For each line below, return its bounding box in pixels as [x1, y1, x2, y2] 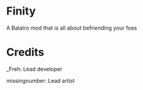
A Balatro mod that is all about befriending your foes [6, 24, 138, 31]
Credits [6, 45, 44, 59]
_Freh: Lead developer [6, 65, 63, 72]
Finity [6, 4, 36, 18]
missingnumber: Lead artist [6, 77, 75, 84]
